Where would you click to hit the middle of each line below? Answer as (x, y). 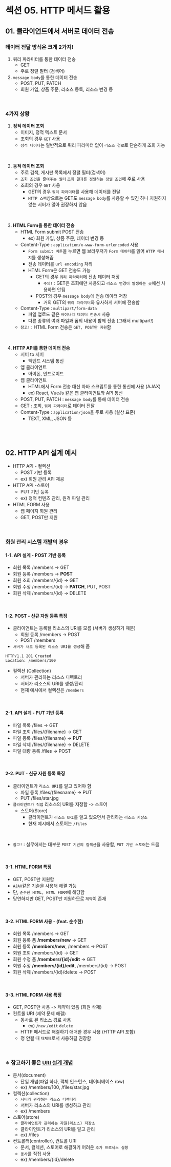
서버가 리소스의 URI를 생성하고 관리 (56, 1105)
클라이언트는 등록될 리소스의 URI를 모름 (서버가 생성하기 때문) (74, 628)
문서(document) (29, 1075)
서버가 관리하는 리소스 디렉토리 (51, 677)
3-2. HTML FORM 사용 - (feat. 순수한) (44, 921)
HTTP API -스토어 (31, 485)
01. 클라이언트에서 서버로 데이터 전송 (60, 31)
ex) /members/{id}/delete (47, 1159)
